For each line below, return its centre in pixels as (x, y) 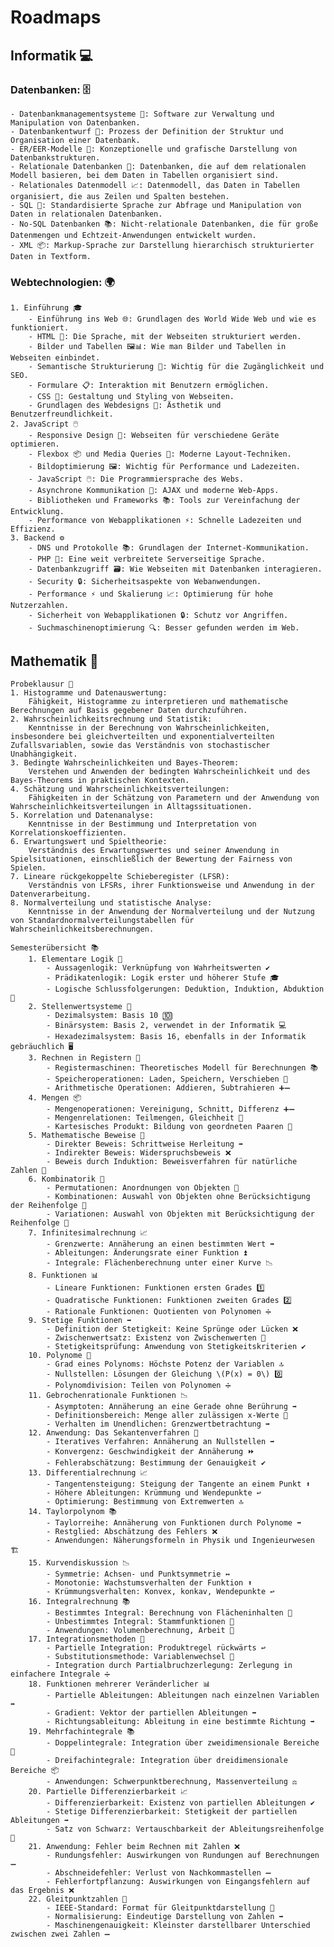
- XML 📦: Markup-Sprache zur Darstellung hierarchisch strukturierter (162, 245)
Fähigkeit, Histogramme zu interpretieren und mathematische (158, 701)
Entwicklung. (37, 512)
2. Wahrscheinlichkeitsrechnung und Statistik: (111, 719)
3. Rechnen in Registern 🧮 (84, 1057)
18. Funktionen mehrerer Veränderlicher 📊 (119, 1684)
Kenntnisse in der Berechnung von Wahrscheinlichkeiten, (149, 727)
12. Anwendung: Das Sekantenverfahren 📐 (113, 1432)
